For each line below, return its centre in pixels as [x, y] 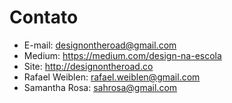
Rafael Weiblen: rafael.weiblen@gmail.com [112, 77]
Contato [44, 17]
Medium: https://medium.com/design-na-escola [122, 55]
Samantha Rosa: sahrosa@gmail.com [100, 87]
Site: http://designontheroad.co [88, 66]
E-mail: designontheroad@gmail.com [100, 45]
